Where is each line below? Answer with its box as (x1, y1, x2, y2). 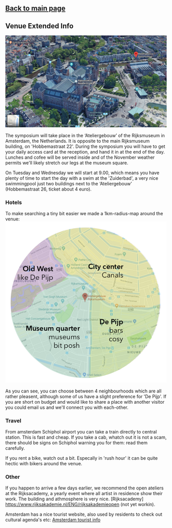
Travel (5, 417, 21, 424)
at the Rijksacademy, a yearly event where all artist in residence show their (5, 491, 163, 497)
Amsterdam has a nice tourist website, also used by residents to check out (5, 511, 162, 518)
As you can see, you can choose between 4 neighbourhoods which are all (5, 388, 162, 394)
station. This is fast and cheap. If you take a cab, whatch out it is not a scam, (5, 434, 167, 441)
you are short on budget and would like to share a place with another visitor (5, 399, 165, 405)
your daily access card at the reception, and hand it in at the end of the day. (5, 149, 165, 155)
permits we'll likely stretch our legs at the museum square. (5, 160, 128, 166)
